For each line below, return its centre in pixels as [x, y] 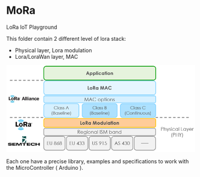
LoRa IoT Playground [32, 27]
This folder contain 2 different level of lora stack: [66, 38]
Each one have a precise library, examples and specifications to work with [98, 161]
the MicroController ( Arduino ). [45, 167]
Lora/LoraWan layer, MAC [46, 56]
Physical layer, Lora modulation [53, 50]
